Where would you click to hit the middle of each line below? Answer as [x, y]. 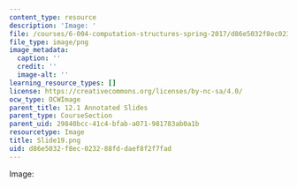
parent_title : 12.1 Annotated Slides [79, 108]
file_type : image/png [49, 42]
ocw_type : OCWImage [45, 99]
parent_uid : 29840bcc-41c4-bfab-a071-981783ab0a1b [104, 124]
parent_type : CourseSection [61, 116]
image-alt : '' [43, 75]
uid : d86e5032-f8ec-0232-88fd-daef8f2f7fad [91, 148]
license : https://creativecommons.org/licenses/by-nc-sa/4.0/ [126, 91]
